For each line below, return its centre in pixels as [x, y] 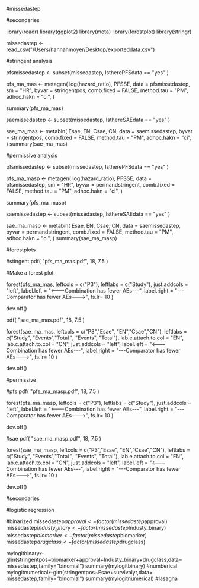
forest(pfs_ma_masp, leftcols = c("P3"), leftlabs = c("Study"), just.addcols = [99, 403]
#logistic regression [30, 510]
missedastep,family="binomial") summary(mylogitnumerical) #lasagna [92, 578]
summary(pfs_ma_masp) [36, 202]
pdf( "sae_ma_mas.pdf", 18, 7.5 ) [45, 320]
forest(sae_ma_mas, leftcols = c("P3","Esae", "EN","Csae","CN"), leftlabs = [97, 331]
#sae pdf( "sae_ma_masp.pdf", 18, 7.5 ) [54, 438]
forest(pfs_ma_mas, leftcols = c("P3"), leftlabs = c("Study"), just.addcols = [97, 284]
